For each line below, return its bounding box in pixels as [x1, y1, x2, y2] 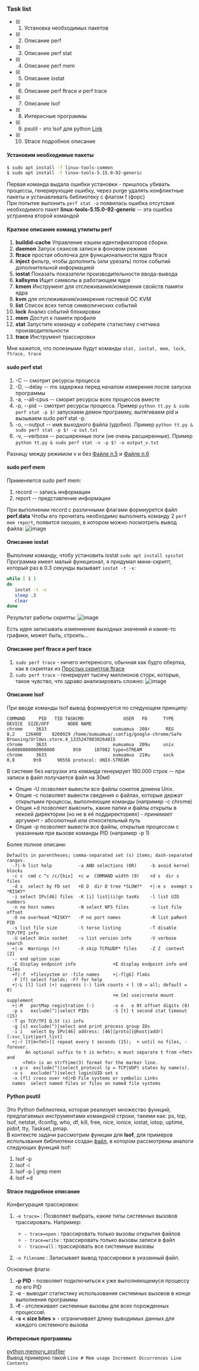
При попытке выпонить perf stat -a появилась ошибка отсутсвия [7, 200, 175, 207]
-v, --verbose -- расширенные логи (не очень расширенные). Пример [15, 432, 193, 440]
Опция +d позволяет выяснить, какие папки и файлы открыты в [15, 804, 177, 811]
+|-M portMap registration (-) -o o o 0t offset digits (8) [12, 1002, 190, 1008]
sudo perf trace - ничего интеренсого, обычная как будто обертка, [15, 658, 186, 665]
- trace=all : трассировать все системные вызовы [24, 1243, 154, 1250]
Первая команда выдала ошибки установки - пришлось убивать [7, 181, 171, 188]
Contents [7, 1360, 28, 1367]
